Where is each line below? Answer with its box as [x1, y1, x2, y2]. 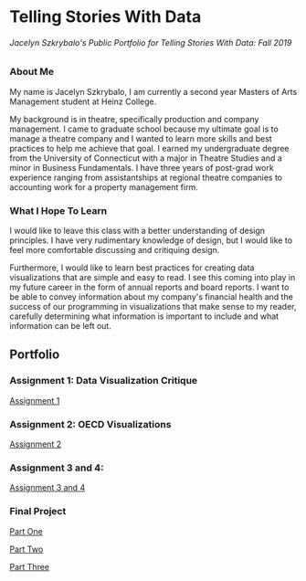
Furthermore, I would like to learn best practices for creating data [9, 262, 255, 273]
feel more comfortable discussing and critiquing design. [9, 245, 220, 256]
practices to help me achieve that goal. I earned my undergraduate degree [9, 143, 290, 153]
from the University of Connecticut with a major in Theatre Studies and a [9, 153, 283, 164]
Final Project [9, 505, 67, 518]
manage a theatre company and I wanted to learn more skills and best [9, 132, 272, 143]
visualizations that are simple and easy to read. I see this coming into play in [9, 272, 296, 283]
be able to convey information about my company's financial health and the [9, 291, 294, 302]
